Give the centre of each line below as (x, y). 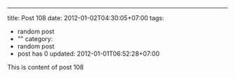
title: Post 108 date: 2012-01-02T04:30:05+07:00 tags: (86, 18)
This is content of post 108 (45, 67)
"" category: (35, 39)
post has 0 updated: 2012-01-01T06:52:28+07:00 (88, 54)
